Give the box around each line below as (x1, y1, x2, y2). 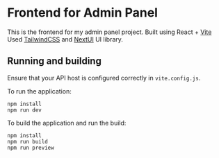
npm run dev (7, 106, 42, 114)
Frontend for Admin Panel (7, 5, 159, 21)
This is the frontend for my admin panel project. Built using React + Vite (7, 28, 212, 36)
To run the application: (7, 87, 72, 95)
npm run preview (7, 144, 54, 151)
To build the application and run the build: (7, 119, 127, 127)
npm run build (7, 138, 49, 145)
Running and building (7, 55, 102, 67)
